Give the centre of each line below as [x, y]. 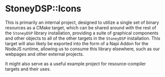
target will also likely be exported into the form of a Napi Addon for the [77, 43]
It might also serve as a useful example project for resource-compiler [76, 64]
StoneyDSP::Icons [43, 9]
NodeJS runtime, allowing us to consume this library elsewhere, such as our [82, 49]
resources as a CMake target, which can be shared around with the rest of [81, 27]
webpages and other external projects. [44, 54]
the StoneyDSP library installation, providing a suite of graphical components [82, 33]
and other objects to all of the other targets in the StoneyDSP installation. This [83, 38]
